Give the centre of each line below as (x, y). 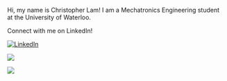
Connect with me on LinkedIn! (50, 31)
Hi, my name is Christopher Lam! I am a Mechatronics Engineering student (113, 10)
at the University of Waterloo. (49, 17)
